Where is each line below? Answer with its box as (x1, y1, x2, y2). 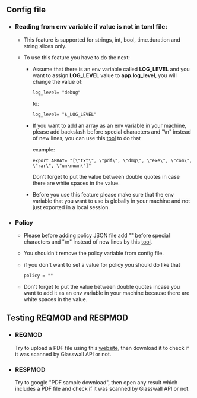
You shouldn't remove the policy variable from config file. (23, 249, 164, 257)
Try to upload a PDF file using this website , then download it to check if (14, 344, 189, 351)
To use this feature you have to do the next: (23, 53, 131, 61)
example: (32, 146, 55, 153)
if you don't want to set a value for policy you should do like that (23, 261, 180, 268)
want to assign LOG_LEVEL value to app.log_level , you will (32, 71, 177, 79)
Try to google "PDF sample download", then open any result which (14, 378, 178, 386)
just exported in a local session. (32, 203, 110, 210)
